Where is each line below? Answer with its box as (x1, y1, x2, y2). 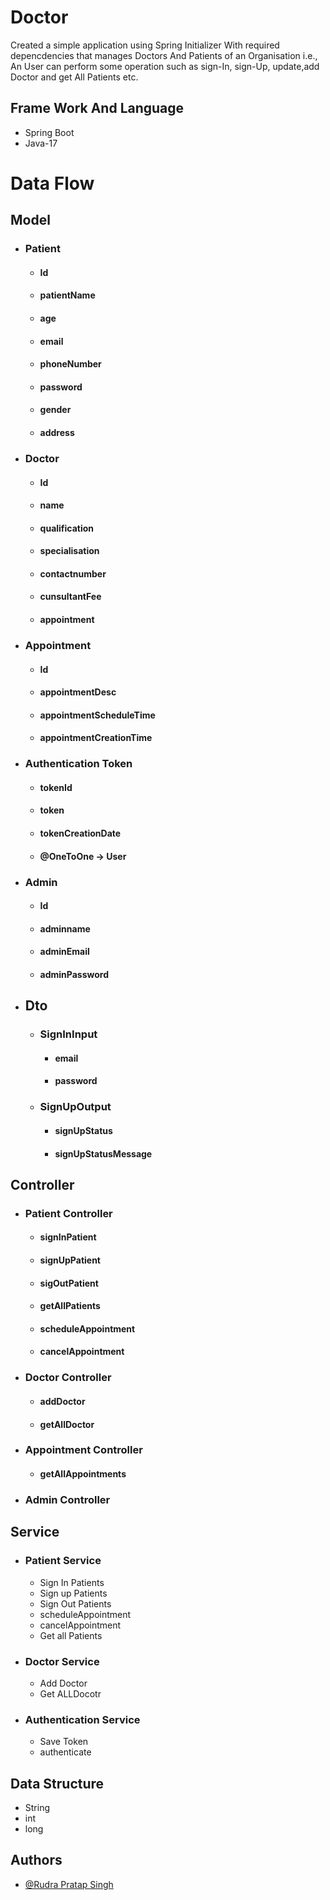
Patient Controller (24, 1206, 113, 1220)
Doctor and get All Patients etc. (10, 71, 139, 83)
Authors (10, 1852, 63, 1869)
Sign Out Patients (39, 1597, 112, 1610)
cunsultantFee (39, 591, 102, 603)
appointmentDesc (39, 686, 117, 698)
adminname (39, 922, 91, 935)
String (24, 1802, 51, 1814)
